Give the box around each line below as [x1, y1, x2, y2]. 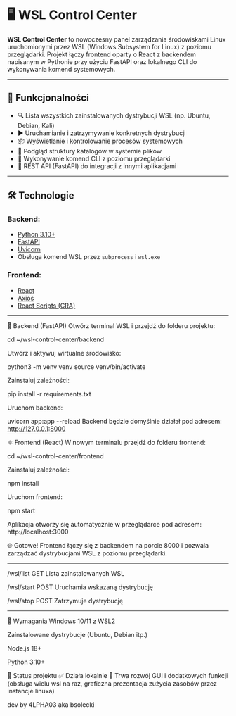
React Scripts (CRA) [17, 301, 76, 310]
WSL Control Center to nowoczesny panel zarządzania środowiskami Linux [7, 34, 226, 44]
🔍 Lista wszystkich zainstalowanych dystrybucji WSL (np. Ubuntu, [17, 111, 211, 120]
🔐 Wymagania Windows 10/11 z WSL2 [7, 617, 116, 625]
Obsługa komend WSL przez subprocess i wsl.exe [17, 253, 161, 261]
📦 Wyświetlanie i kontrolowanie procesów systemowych [17, 137, 183, 145]
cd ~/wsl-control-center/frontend [7, 451, 104, 460]
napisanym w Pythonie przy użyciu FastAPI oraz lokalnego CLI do [7, 57, 197, 65]
